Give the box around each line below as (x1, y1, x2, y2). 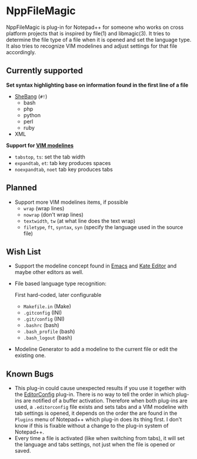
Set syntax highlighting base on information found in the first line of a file (6, 81, 189, 88)
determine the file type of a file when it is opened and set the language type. (6, 36, 192, 43)
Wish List (6, 246, 41, 257)
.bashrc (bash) (23, 322, 60, 329)
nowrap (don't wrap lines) (23, 211, 84, 218)
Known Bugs (6, 369, 54, 379)
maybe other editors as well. (14, 269, 84, 276)
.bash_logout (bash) (23, 334, 72, 341)
